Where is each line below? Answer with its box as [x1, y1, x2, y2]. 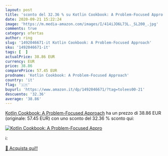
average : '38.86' [5, 96, 42, 101]
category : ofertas [5, 31, 44, 36]
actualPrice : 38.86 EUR [5, 54, 55, 59]
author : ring [5, 36, 33, 41]
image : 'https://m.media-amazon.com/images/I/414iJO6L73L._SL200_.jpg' [5, 21, 158, 27]
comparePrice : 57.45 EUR [5, 68, 57, 73]
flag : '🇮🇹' [5, 82, 30, 87]
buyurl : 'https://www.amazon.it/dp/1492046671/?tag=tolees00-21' [5, 87, 145, 92]
